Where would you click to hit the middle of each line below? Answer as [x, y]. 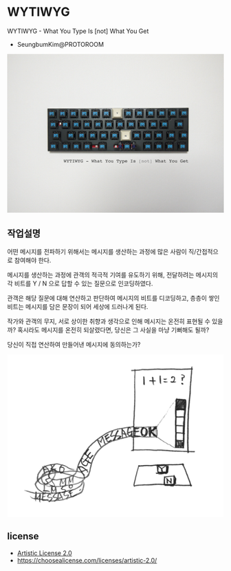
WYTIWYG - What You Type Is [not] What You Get [78, 31]
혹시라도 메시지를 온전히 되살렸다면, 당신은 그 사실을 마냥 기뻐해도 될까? [113, 330]
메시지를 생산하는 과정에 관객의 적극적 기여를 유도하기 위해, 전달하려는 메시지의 [113, 274]
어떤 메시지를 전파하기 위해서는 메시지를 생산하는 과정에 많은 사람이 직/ [102, 251]
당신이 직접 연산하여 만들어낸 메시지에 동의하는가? [74, 344]
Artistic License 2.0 [44, 553]
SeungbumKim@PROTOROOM [60, 44]
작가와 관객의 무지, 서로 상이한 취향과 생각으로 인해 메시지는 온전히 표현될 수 [109, 321]
